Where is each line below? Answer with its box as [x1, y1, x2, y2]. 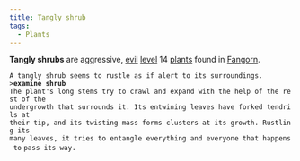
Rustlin [262, 118, 292, 128]
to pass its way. [13, 144, 76, 153]
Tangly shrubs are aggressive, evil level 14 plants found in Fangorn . [9, 55, 260, 65]
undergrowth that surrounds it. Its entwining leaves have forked [9, 103, 263, 112]
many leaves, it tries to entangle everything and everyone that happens [9, 134, 292, 143]
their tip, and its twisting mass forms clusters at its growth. [9, 118, 259, 128]
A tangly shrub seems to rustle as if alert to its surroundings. [9, 72, 263, 80]
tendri [266, 103, 292, 112]
